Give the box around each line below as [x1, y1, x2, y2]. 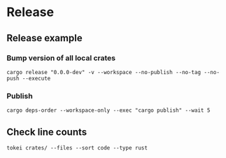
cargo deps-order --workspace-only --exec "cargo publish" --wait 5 [6, 107, 211, 114]
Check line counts [6, 126, 87, 138]
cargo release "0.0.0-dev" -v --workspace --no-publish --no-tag [6, 69, 201, 76]
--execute [22, 75, 51, 82]
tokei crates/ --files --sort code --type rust [6, 144, 148, 151]
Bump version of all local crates [6, 53, 116, 63]
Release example [6, 32, 83, 44]
